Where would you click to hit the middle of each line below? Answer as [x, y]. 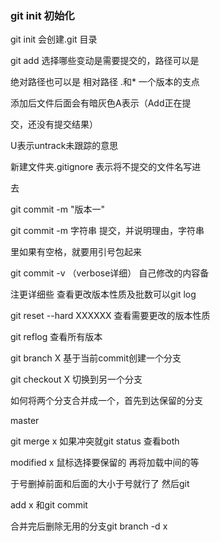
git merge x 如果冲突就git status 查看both [95, 441]
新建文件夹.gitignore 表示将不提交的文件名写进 [106, 167]
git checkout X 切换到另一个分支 [76, 379]
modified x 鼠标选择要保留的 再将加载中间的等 [105, 463]
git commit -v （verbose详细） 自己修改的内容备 [110, 273]
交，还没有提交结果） [54, 124]
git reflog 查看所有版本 [56, 337]
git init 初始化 [42, 15]
